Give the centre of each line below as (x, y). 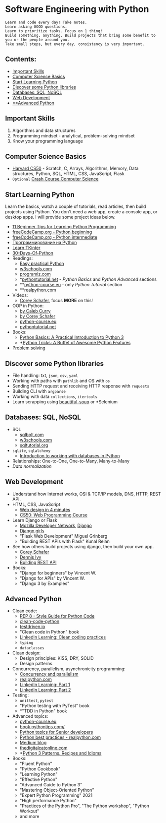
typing (26, 643)
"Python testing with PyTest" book (55, 706)
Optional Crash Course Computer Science (55, 179)
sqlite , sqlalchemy (31, 450)
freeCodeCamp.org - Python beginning (52, 232)
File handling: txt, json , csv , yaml (45, 375)
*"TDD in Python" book (43, 711)
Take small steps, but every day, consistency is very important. (75, 44)
